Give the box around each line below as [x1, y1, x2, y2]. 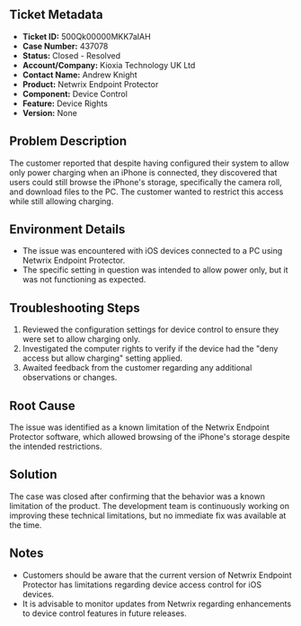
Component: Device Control [22, 88, 128, 99]
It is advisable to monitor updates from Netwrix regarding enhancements [22, 598, 292, 609]
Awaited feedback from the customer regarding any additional [22, 362, 252, 373]
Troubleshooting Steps [9, 300, 141, 316]
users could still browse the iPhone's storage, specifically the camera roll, [9, 176, 283, 187]
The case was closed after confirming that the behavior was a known [9, 490, 265, 502]
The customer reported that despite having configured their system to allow [9, 157, 290, 168]
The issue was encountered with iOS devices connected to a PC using [22, 246, 283, 256]
